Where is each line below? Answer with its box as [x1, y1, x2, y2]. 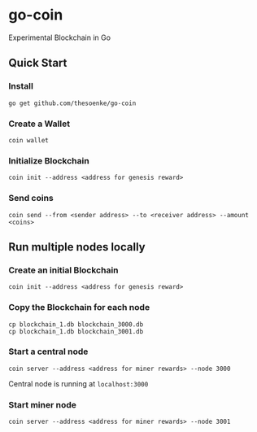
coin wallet [8, 136, 49, 144]
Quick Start [8, 56, 68, 70]
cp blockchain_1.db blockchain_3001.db [8, 327, 144, 335]
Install [8, 81, 34, 92]
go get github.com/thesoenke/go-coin [8, 99, 137, 107]
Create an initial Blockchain [8, 264, 120, 276]
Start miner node [8, 399, 77, 410]
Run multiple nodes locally [8, 240, 146, 254]
